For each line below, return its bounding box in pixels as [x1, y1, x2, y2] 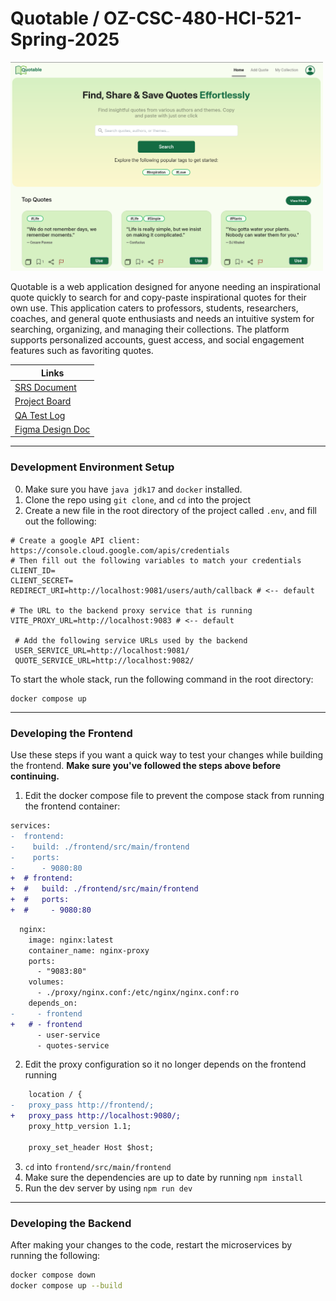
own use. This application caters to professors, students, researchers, [10, 302, 299, 314]
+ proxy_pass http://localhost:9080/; [10, 1111, 182, 1121]
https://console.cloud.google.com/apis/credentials [10, 545, 230, 556]
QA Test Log [14, 409, 66, 421]
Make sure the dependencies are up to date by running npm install [24, 1171, 303, 1183]
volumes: [28, 977, 65, 987]
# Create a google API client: [10, 535, 141, 546]
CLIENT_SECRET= [10, 575, 74, 586]
